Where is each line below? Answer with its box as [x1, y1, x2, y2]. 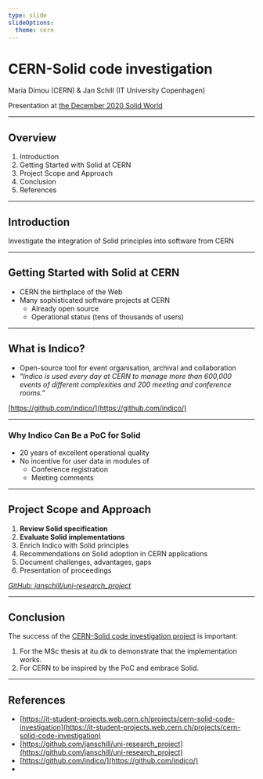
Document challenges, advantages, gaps [19, 557, 152, 566]
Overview [8, 131, 57, 144]
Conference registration [31, 464, 108, 474]
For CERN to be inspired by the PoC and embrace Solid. [19, 664, 200, 673]
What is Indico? [8, 342, 86, 355]
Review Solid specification [19, 523, 108, 533]
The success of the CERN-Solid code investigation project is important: [8, 632, 238, 641]
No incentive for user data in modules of [19, 456, 150, 465]
